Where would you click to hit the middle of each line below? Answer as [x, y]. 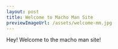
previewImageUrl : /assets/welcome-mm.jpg [59, 23]
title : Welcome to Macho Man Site [50, 17]
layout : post [23, 12]
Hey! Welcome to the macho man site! [54, 40]
